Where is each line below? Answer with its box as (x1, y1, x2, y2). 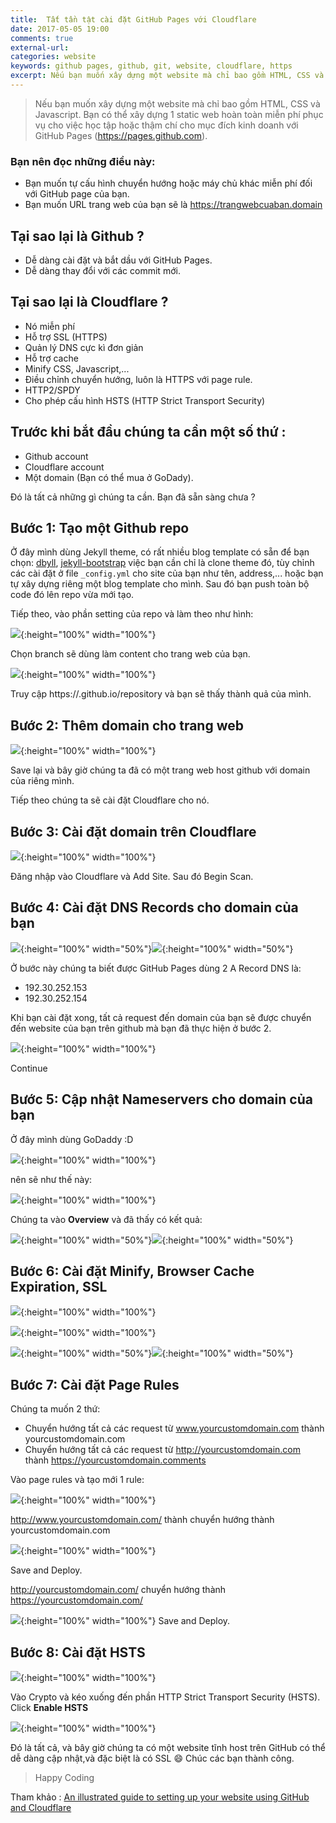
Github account (24, 450, 89, 462)
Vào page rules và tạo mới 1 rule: (10, 1474, 145, 1486)
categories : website (10, 52, 97, 62)
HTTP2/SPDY (24, 384, 81, 396)
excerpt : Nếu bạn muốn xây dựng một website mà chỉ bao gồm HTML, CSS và (10, 71, 325, 81)
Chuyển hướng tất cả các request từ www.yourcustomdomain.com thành (24, 1422, 325, 1435)
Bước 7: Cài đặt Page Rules (10, 1376, 180, 1393)
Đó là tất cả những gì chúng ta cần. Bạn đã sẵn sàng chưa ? (10, 491, 256, 503)
